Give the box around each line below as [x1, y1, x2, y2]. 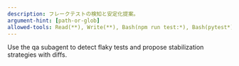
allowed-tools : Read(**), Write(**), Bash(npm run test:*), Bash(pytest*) [7, 23, 234, 31]
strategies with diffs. [7, 50, 68, 59]
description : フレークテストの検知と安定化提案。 [7, 10, 139, 18]
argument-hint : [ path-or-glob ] [7, 17, 100, 24]
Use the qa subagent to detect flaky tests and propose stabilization [7, 43, 204, 52]
